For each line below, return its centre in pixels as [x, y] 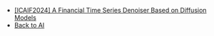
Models [25, 18]
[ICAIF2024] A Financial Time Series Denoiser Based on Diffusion [110, 10]
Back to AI [29, 25]
